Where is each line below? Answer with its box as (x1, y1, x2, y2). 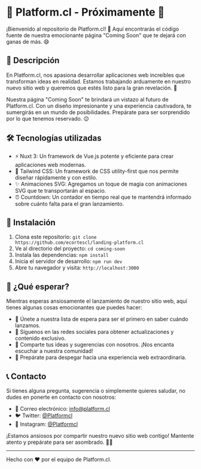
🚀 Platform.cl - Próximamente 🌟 (6, 5, 165, 19)
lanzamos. (14, 322, 41, 329)
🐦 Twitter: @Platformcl (14, 412, 73, 419)
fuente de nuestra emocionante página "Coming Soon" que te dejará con (6, 31, 187, 38)
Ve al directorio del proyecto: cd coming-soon (14, 245, 126, 252)
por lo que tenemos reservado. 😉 (6, 115, 90, 122)
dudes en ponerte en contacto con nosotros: (6, 393, 117, 401)
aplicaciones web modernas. (14, 161, 86, 168)
